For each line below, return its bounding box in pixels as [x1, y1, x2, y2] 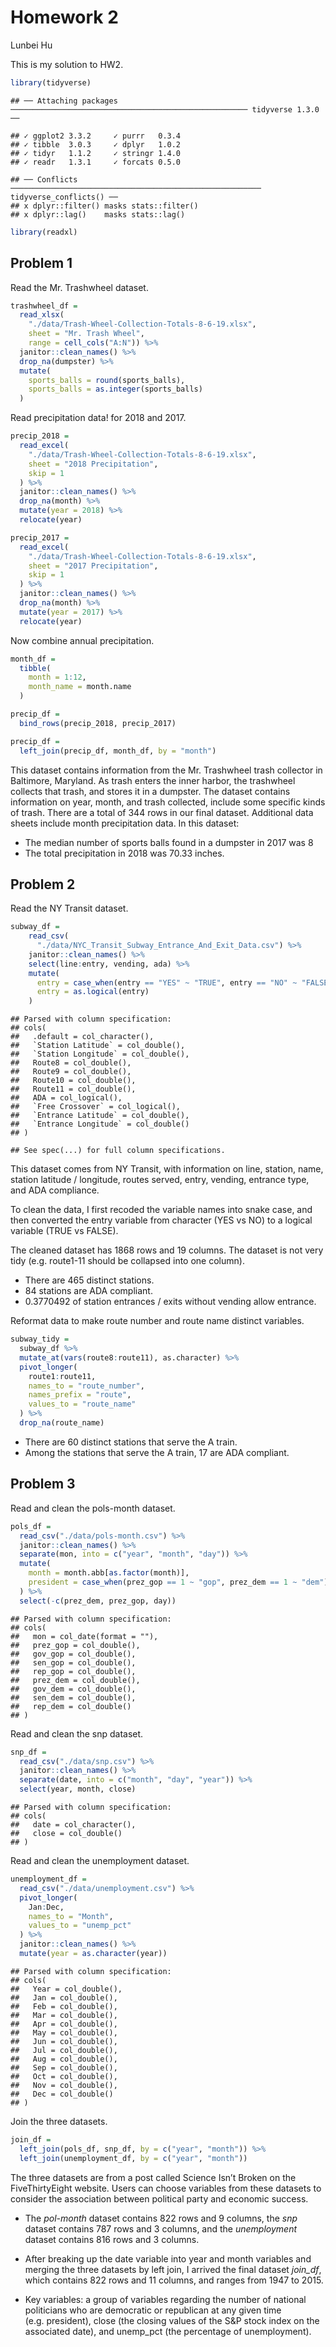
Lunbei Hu [10, 39, 53, 51]
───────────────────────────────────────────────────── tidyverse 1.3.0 [10, 104, 320, 115]
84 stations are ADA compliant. [24, 1285, 153, 1297]
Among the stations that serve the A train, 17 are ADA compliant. [24, 1446, 290, 1458]
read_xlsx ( [19, 310, 65, 320]
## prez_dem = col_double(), [10, 1675, 141, 1685]
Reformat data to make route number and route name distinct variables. [10, 1315, 305, 1327]
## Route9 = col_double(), [10, 1067, 132, 1077]
